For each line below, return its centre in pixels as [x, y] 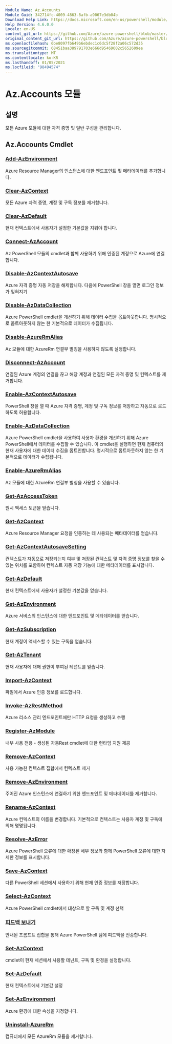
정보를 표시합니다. [33, 857]
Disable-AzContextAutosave [42, 273]
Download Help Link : [27, 19]
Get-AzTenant [23, 655]
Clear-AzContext [27, 191]
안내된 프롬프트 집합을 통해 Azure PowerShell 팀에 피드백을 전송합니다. [77, 935]
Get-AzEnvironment [31, 604]
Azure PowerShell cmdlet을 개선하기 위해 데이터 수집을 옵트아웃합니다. [77, 317]
